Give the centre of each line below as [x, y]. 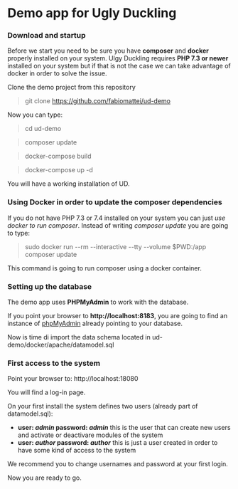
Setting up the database [50, 286]
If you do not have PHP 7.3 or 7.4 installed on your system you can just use [117, 218]
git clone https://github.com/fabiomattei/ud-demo [98, 101]
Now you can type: [35, 115]
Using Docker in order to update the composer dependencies [115, 202]
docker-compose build [58, 156]
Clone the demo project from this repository [72, 88]
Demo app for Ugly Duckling [92, 13]
